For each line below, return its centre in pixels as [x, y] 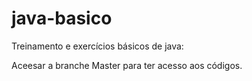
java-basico [62, 18]
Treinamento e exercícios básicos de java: [97, 46]
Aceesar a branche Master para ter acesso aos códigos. [127, 65]
